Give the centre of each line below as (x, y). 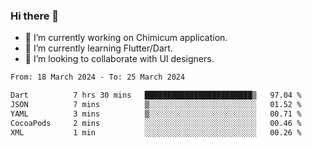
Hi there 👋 (35, 16)
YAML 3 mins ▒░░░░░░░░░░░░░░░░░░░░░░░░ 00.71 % (156, 114)
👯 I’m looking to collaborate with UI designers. (119, 59)
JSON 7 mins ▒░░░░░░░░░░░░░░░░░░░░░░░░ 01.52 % (156, 105)
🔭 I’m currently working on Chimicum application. (126, 38)
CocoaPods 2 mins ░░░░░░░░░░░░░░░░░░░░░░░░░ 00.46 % (156, 123)
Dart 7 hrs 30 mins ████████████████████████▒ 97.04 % (156, 95)
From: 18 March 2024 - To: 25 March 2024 (98, 77)
